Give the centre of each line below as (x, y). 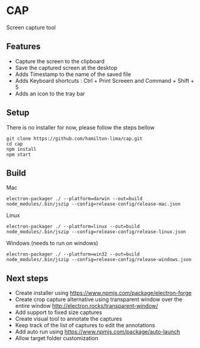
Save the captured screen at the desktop (66, 68)
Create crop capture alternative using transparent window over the (98, 299)
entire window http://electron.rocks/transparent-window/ (86, 306)
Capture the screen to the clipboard (60, 61)
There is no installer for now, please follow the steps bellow (81, 127)
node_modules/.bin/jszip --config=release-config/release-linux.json (96, 232)
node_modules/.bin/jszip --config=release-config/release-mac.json (94, 204)
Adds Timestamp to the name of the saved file (73, 74)
